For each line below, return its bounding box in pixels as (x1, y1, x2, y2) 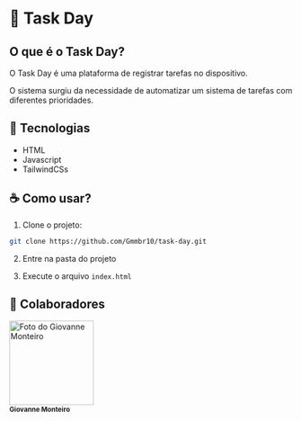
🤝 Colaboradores (9, 296, 106, 311)
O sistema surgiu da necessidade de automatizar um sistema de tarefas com (9, 85, 293, 95)
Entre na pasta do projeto (22, 253, 117, 264)
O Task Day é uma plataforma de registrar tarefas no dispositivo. (9, 67, 249, 78)
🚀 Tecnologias (9, 121, 91, 136)
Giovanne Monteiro (9, 405, 70, 414)
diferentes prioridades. (9, 94, 94, 105)
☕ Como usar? (9, 191, 92, 206)
